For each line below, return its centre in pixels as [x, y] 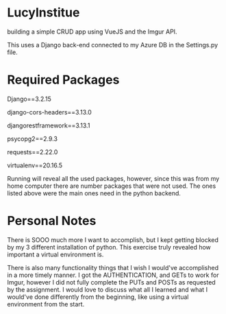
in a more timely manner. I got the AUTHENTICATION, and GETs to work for [113, 275]
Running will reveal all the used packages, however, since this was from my [113, 178]
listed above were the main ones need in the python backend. [94, 193]
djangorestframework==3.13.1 [49, 125]
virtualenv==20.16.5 [35, 165]
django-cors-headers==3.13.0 [50, 112]
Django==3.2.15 [29, 99]
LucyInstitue [43, 13]
